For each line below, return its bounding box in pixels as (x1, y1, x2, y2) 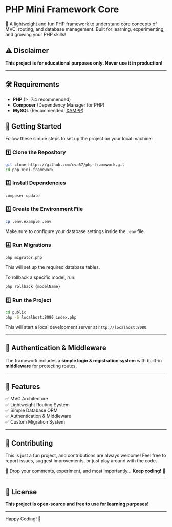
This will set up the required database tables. (5, 264, 100, 270)
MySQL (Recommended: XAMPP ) (12, 107, 84, 113)
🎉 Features (5, 383, 40, 391)
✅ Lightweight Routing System (5, 402, 70, 408)
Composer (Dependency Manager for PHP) (12, 101, 105, 108)
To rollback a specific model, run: (5, 274, 76, 280)
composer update (5, 193, 40, 198)
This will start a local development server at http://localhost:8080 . (5, 324, 148, 330)
